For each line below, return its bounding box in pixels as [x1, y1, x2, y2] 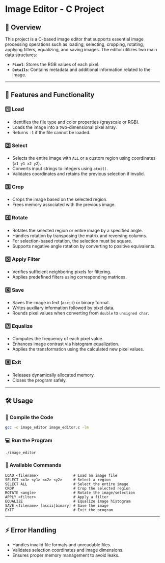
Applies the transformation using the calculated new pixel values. [12, 346, 144, 352]
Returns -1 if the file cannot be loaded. [12, 129, 91, 135]
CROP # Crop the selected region [5, 486, 131, 491]
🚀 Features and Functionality [5, 91, 95, 99]
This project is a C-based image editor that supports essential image [5, 36, 144, 42]
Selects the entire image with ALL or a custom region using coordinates [12, 155, 156, 161]
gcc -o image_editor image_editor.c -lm [5, 425, 89, 430]
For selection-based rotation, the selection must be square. [12, 238, 133, 244]
